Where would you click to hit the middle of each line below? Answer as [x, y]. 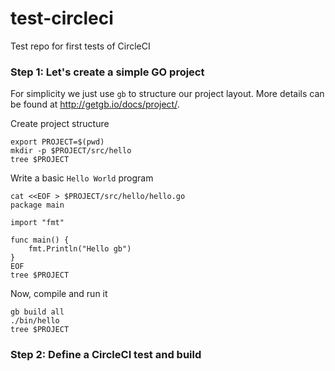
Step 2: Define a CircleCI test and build [106, 355]
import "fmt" [37, 223]
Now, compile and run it [59, 294]
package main [37, 205]
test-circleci [62, 18]
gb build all [37, 312]
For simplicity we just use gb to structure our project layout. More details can [167, 94]
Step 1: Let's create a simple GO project [107, 72]
